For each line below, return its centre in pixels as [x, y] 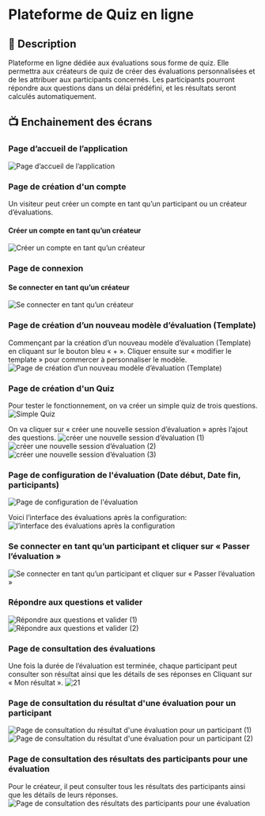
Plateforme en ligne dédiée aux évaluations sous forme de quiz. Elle [119, 63]
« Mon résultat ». [36, 683]
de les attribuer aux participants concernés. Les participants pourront [121, 80]
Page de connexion [46, 268]
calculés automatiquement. [52, 96]
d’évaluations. [31, 212]
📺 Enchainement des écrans [80, 122]
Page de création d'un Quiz [61, 388]
